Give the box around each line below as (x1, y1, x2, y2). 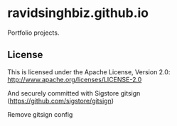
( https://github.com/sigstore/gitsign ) (7, 96, 114, 105)
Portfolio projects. (7, 28, 60, 37)
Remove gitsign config (7, 110, 73, 118)
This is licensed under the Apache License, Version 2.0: (7, 67, 171, 76)
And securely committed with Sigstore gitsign (7, 88, 141, 97)
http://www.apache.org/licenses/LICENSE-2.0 (7, 75, 142, 84)
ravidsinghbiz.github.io (7, 5, 149, 21)
